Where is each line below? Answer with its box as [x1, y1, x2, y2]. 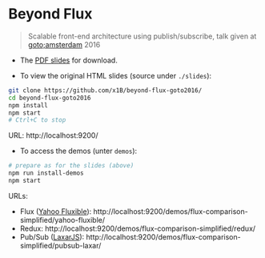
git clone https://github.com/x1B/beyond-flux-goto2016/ [8, 86, 203, 95]
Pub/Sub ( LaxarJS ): [19, 232, 85, 241]
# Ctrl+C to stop [8, 116, 66, 124]
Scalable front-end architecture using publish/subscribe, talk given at [27, 31, 257, 41]
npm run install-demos [8, 169, 84, 177]
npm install [8, 101, 48, 109]
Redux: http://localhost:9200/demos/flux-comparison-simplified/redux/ [19, 224, 256, 233]
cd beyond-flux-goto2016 [8, 94, 91, 102]
